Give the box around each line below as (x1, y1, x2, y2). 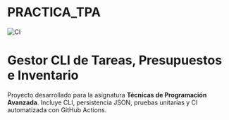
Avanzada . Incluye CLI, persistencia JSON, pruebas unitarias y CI (7, 98, 198, 107)
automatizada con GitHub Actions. (7, 105, 107, 114)
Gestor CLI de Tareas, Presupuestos (7, 52, 223, 68)
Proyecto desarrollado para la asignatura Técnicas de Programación (7, 90, 207, 99)
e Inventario (7, 68, 79, 83)
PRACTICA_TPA (7, 4, 101, 20)
